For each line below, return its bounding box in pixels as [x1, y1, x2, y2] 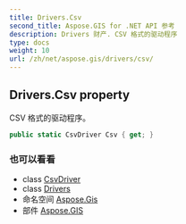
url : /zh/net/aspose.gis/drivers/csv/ [9, 54, 154, 63]
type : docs [9, 37, 50, 47]
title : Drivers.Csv [9, 12, 82, 22]
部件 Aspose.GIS [21, 204, 83, 215]
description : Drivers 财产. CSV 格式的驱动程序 [9, 29, 178, 38]
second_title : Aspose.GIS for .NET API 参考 [9, 21, 175, 30]
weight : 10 [9, 46, 50, 55]
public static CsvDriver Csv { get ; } [9, 130, 154, 139]
